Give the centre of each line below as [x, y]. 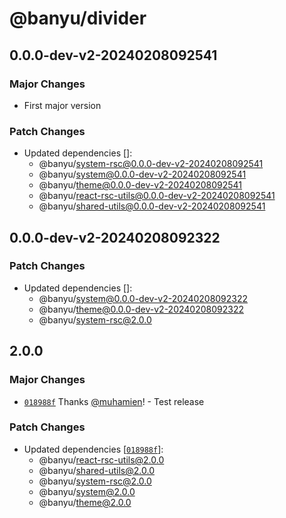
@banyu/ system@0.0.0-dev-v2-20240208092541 [142, 174]
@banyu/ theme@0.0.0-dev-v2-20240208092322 [141, 309]
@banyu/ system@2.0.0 [87, 491]
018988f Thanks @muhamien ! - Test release [114, 401]
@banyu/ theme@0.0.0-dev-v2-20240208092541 [140, 185]
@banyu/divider [78, 18]
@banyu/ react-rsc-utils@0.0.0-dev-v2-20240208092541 [157, 196]
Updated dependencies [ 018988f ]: [93, 449]
